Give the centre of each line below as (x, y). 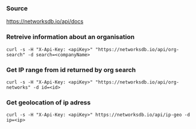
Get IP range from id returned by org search (71, 70)
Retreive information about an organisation (70, 37)
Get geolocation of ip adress (49, 102)
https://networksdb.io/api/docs (45, 22)
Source (17, 8)
